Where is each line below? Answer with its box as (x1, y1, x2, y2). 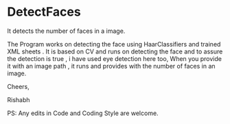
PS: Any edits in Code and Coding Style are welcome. (7, 109, 159, 117)
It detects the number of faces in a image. (7, 27, 126, 35)
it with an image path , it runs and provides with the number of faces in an (7, 62, 216, 70)
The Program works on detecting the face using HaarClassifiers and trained (7, 40, 221, 48)
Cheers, (7, 82, 30, 90)
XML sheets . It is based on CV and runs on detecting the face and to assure (7, 47, 223, 55)
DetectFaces (7, 4, 81, 20)
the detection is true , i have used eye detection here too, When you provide (7, 54, 222, 62)
